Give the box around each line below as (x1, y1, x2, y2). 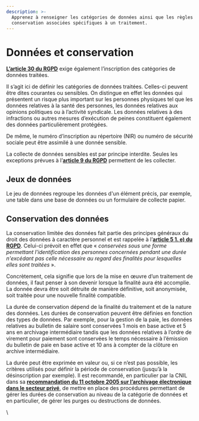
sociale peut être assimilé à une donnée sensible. (6, 139, 128, 146)
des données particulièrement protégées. (6, 121, 108, 128)
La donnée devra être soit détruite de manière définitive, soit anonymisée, (6, 285, 188, 292)
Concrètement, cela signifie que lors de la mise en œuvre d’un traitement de (6, 273, 193, 280)
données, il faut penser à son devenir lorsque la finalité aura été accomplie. (6, 278, 191, 286)
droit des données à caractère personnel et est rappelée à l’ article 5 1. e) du (6, 236, 192, 243)
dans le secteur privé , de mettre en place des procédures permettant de (6, 384, 185, 391)
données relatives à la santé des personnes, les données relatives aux (6, 102, 178, 109)
